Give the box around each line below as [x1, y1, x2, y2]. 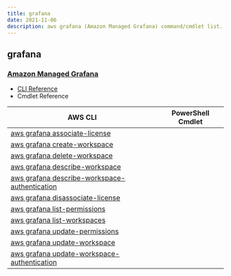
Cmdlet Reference [16, 92, 69, 100]
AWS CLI [67, 113, 98, 123]
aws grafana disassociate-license [10, 193, 120, 203]
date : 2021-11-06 [7, 17, 57, 23]
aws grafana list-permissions [10, 204, 106, 214]
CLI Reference [16, 85, 58, 93]
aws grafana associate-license [10, 129, 111, 138]
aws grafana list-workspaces [10, 215, 106, 225]
